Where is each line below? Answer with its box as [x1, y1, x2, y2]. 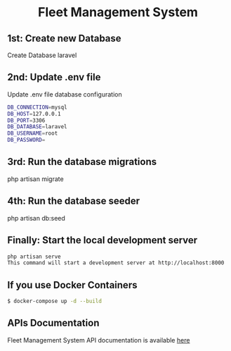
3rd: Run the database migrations [7, 156, 157, 168]
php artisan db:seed [7, 214, 65, 222]
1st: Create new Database [7, 32, 121, 44]
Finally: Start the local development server [7, 234, 198, 247]
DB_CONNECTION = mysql [7, 104, 68, 111]
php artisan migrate [7, 174, 65, 183]
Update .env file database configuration [7, 90, 122, 99]
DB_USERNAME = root [7, 130, 58, 137]
